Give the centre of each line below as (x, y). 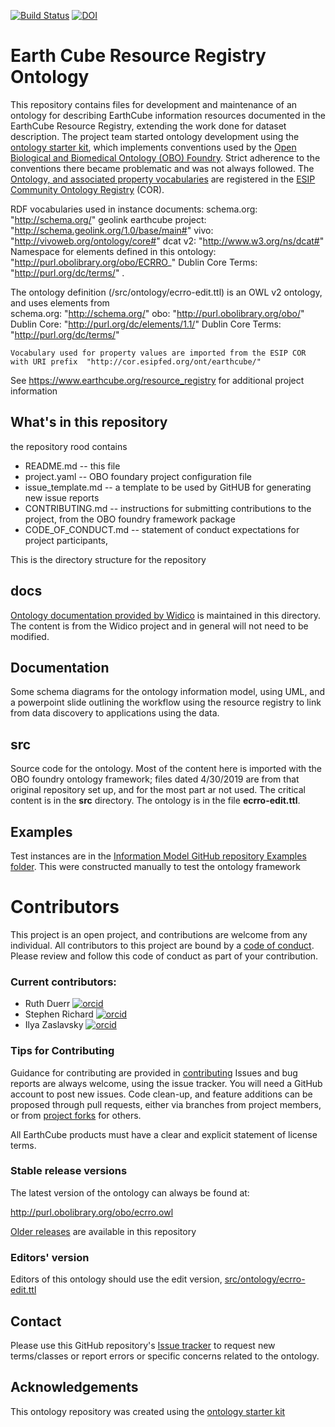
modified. (30, 636)
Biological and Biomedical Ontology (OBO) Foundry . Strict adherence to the (165, 157)
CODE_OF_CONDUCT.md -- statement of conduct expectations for (162, 529)
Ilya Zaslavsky (54, 1025)
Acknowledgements (74, 1387)
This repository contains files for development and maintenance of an (154, 104)
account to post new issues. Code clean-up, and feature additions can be (161, 1094)
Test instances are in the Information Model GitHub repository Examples (158, 856)
